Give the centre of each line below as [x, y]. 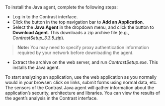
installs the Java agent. [36, 67]
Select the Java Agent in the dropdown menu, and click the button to [83, 27]
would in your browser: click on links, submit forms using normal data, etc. [81, 82]
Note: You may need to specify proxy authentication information [83, 47]
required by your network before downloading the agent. [75, 53]
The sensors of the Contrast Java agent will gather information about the [80, 88]
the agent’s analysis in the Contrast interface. [51, 98]
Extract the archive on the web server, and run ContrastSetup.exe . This [85, 62]
